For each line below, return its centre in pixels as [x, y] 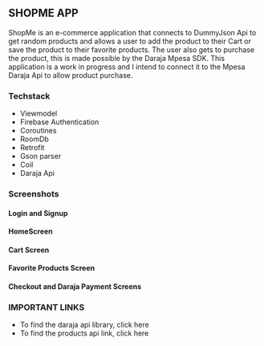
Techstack [29, 96]
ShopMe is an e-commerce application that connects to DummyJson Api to [132, 32]
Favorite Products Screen [51, 268]
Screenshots [34, 194]
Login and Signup [38, 213]
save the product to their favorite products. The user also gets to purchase [132, 49]
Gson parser [41, 157]
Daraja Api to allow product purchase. [71, 75]
